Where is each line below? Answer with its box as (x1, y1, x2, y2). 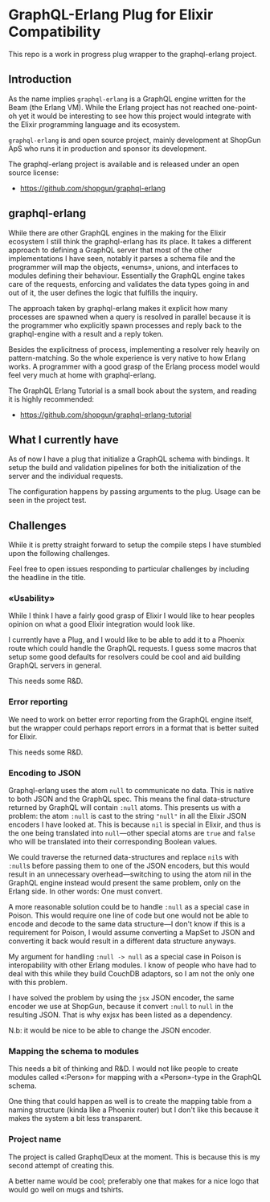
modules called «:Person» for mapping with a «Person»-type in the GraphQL (8, 1073, 262, 1082)
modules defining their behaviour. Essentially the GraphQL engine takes (8, 271, 246, 280)
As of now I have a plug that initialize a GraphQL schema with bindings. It (8, 454, 251, 464)
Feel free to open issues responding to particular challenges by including (8, 564, 250, 574)
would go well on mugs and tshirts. (8, 1184, 125, 1194)
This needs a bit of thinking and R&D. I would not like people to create (8, 1064, 239, 1073)
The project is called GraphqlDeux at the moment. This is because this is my (8, 1151, 260, 1162)
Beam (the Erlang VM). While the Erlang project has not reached (8, 102, 221, 112)
